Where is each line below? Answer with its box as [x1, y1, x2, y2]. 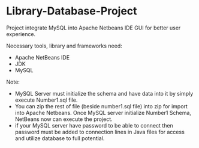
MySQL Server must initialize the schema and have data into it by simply [14, 90, 194, 97]
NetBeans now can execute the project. [14, 116, 113, 123]
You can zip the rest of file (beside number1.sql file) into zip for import [14, 102, 188, 109]
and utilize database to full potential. [14, 134, 105, 142]
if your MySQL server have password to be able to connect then [14, 122, 174, 129]
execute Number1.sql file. [14, 96, 78, 103]
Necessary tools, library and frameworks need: [6, 42, 122, 49]
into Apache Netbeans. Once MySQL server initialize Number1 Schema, [14, 109, 192, 116]
